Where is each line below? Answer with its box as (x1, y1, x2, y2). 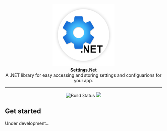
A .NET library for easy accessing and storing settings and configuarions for (5, 72, 162, 78)
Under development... (5, 120, 50, 126)
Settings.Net (70, 67, 97, 73)
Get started (5, 107, 41, 116)
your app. (74, 78, 93, 83)
